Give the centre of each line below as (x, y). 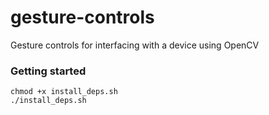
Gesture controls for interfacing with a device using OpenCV (135, 45)
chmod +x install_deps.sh (64, 92)
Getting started (48, 71)
